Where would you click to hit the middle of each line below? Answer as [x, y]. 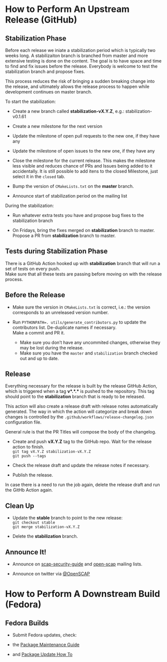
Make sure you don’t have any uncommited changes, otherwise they [90, 342]
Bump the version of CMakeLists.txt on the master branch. [73, 186]
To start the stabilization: [31, 101]
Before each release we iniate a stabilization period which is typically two [80, 50]
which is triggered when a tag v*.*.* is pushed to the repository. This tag [80, 391]
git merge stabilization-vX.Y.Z [46, 527]
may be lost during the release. [52, 347]
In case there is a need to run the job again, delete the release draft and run [83, 485]
